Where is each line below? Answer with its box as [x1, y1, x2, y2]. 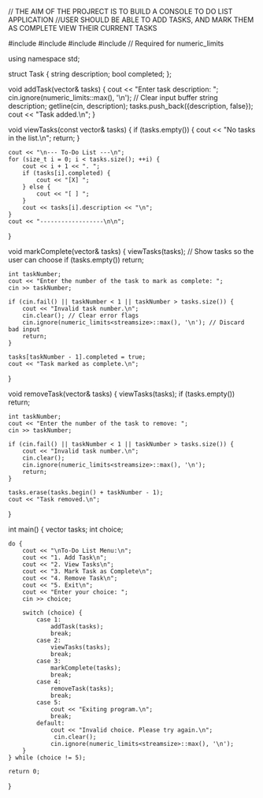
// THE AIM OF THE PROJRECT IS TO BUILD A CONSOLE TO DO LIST [8, 7, 233, 16]
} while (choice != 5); [8, 754, 87, 762]
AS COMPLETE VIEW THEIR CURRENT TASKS [8, 24, 157, 32]
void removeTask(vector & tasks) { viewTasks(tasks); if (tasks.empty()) [8, 390, 235, 398]
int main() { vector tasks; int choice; [8, 524, 124, 534]
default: [36, 719, 65, 727]
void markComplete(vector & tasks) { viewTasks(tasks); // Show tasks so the [8, 247, 254, 255]
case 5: [36, 699, 61, 707]
